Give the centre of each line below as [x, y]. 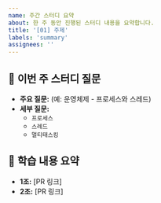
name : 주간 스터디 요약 [41, 15]
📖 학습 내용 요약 [44, 161]
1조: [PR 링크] [41, 181]
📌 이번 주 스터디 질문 [55, 78]
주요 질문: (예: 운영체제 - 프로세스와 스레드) [85, 98]
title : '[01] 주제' [38, 30]
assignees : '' [31, 45]
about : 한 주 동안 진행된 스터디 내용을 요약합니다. [81, 23]
